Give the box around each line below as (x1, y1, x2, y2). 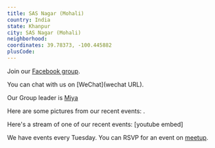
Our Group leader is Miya (7, 93, 78, 101)
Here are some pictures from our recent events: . (7, 107, 146, 115)
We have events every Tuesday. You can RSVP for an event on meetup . (7, 133, 209, 141)
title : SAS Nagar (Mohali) (7, 10, 84, 17)
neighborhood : (7, 36, 48, 42)
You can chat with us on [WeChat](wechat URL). (7, 80, 144, 88)
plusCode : (7, 49, 36, 56)
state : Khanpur (7, 23, 51, 29)
